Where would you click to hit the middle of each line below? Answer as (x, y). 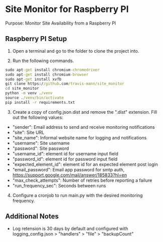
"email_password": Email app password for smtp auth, (68, 169)
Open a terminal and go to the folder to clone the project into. (76, 51)
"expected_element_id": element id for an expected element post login (85, 164)
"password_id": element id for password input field (65, 159)
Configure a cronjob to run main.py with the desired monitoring (77, 195)
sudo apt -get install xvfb (33, 79)
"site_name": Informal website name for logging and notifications (79, 138)
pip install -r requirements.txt (40, 102)
